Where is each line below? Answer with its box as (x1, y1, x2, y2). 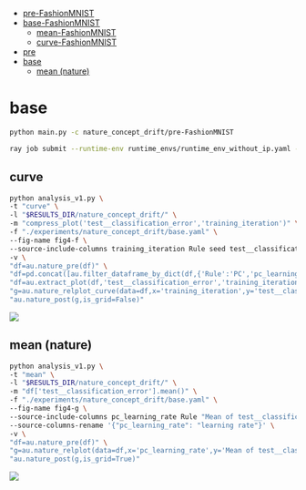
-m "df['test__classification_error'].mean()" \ (9, 387, 198, 396)
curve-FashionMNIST (36, 36, 117, 47)
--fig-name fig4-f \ (9, 236, 88, 245)
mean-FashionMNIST (36, 27, 117, 37)
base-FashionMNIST (22, 17, 100, 28)
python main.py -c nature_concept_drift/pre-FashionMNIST (9, 128, 234, 137)
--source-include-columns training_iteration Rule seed (9, 244, 226, 253)
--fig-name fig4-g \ (9, 404, 88, 413)
